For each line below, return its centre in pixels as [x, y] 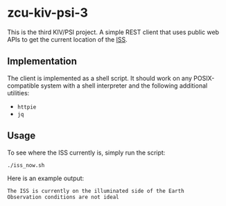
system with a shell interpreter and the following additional [124, 86]
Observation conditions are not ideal [63, 197]
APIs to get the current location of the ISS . [68, 39]
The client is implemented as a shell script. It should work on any [100, 78]
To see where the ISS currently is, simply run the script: [86, 152]
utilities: [18, 93]
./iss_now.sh [26, 165]
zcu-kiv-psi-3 [48, 13]
